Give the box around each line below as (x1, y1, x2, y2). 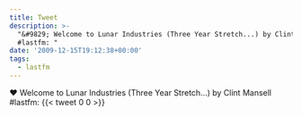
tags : (9, 54, 30, 63)
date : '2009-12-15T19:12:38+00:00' (9, 46, 143, 55)
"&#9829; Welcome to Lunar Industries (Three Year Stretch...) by (17, 29, 271, 38)
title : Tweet (9, 12, 58, 22)
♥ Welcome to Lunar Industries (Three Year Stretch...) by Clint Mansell (9, 87, 272, 98)
